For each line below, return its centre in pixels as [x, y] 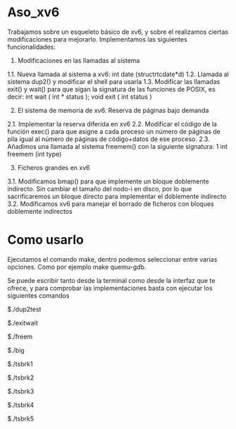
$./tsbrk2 [21, 377]
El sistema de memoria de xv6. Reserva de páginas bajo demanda [113, 110]
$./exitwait [23, 322]
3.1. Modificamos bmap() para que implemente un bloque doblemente [108, 181]
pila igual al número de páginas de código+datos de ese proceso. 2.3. [108, 139]
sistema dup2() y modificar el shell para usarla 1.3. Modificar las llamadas [114, 81]
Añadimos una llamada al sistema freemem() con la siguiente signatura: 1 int [117, 146]
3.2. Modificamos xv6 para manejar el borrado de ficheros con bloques [111, 204]
